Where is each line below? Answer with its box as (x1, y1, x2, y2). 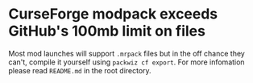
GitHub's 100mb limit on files (8, 22, 205, 40)
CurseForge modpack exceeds (8, 5, 218, 23)
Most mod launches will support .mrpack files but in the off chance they (8, 48, 246, 58)
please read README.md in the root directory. (8, 65, 151, 75)
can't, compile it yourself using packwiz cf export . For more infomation (8, 57, 245, 67)
